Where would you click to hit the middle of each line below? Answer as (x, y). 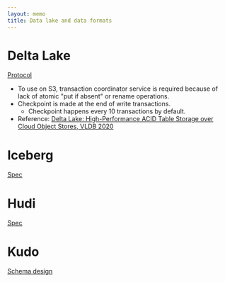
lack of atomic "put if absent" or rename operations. (93, 96)
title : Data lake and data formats (60, 21)
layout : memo (27, 14)
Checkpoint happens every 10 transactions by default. (107, 111)
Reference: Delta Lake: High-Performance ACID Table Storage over (115, 119)
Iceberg (30, 155)
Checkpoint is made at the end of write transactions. (94, 104)
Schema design (30, 271)
